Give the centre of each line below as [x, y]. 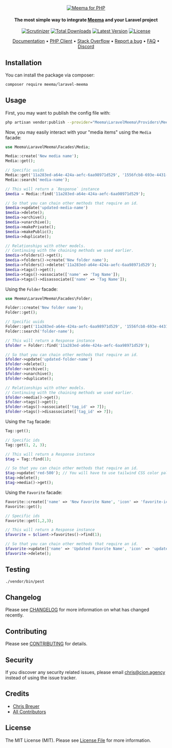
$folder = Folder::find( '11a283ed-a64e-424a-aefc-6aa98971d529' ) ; [78, 345]
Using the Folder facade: [31, 289]
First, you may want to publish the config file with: [58, 113]
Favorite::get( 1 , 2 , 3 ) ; [29, 521]
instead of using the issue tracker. [41, 678]
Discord [86, 47]
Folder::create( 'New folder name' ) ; [44, 308]
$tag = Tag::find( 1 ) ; [28, 459]
